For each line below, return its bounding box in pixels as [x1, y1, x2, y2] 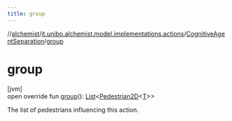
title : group [7, 10, 45, 17]
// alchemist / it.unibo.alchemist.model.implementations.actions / [7, 29, 187, 38]
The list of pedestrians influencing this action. [7, 106, 139, 114]
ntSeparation [7, 36, 45, 45]
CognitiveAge [186, 29, 226, 38]
